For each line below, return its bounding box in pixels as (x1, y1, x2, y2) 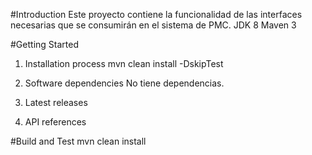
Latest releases (24, 97, 88, 108)
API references (24, 116, 87, 128)
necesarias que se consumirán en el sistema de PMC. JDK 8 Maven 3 (10, 19, 297, 31)
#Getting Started (10, 39, 79, 50)
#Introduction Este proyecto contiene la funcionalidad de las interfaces (10, 9, 303, 20)
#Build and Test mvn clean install (10, 135, 147, 147)
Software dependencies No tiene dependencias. (24, 77, 225, 89)
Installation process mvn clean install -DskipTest (24, 58, 224, 69)
